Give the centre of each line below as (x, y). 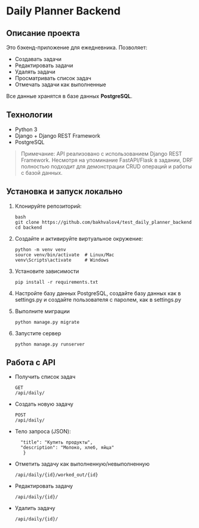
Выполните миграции (42, 311)
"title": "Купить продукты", (57, 442)
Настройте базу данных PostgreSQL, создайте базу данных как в (98, 293)
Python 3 (26, 129)
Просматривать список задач (53, 78)
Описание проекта (43, 33)
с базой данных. (42, 172)
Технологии (29, 115)
